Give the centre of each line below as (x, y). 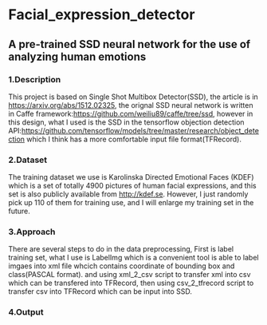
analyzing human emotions (77, 56)
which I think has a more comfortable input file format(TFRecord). (134, 139)
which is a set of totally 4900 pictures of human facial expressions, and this (132, 186)
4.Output (26, 312)
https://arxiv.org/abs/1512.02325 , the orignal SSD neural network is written (131, 105)
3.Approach (32, 232)
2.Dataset (28, 160)
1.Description (35, 79)
